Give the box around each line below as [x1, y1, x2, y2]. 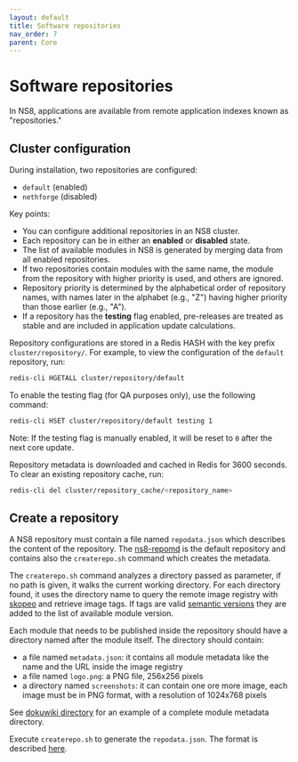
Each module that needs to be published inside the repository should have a [9, 625, 288, 636]
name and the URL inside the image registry [21, 661, 183, 672]
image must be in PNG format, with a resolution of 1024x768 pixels [21, 690, 267, 701]
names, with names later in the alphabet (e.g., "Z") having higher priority [21, 292, 287, 303]
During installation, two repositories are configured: [9, 165, 198, 174]
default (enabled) [21, 182, 88, 192]
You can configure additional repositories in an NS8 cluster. [21, 226, 240, 236]
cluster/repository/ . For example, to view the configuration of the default [9, 347, 285, 357]
